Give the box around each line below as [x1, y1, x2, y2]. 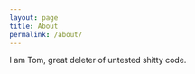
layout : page [9, 13, 59, 23]
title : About [9, 22, 59, 31]
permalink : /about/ [9, 30, 83, 39]
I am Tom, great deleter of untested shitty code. [9, 55, 187, 66]
